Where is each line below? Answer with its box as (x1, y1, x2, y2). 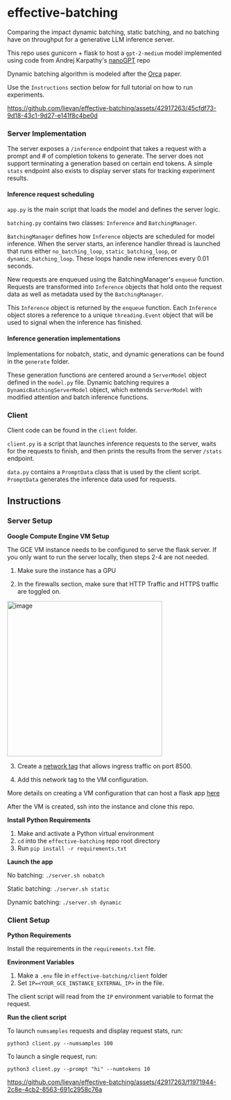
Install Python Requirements (7, 816, 92, 824)
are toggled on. (17, 587, 61, 595)
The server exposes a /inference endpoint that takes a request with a (7, 145, 207, 153)
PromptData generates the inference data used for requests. (7, 475, 177, 483)
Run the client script (7, 1013, 67, 1021)
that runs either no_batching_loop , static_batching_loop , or (7, 247, 178, 255)
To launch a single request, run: (7, 1052, 98, 1060)
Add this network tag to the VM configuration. (17, 775, 148, 784)
